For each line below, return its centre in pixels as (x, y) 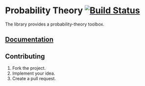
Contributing (25, 56)
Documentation (29, 40)
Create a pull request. (34, 79)
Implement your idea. (34, 73)
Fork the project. (29, 68)
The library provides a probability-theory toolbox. (55, 24)
